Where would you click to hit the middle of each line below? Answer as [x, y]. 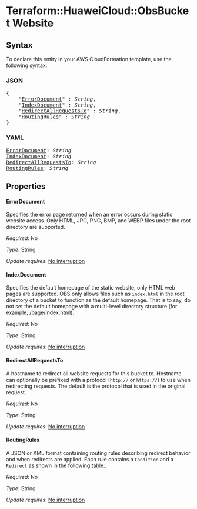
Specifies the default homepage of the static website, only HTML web [91, 288]
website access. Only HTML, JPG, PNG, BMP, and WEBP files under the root [98, 221]
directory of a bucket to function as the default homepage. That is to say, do [98, 300]
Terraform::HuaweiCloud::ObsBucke [98, 11]
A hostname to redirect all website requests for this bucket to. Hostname [94, 373]
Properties [26, 186]
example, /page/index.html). [40, 312]
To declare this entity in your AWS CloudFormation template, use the [89, 59]
